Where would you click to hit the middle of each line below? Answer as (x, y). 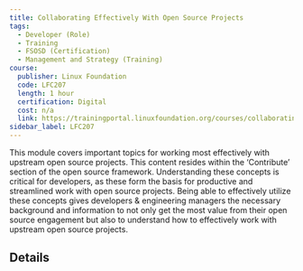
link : (28, 118)
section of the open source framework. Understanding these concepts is (144, 172)
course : (24, 69)
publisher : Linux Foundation (72, 77)
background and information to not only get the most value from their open (148, 210)
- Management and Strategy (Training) (91, 60)
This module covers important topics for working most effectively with (140, 153)
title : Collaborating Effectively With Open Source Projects (127, 18)
